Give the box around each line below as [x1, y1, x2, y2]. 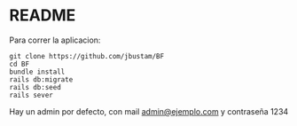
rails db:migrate [9, 75, 74, 84]
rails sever [9, 91, 53, 99]
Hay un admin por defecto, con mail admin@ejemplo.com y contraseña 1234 [9, 106, 289, 116]
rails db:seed [9, 83, 62, 91]
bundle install [9, 67, 66, 76]
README [9, 5, 76, 26]
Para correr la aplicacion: [9, 35, 101, 45]
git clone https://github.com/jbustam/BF [9, 51, 165, 60]
